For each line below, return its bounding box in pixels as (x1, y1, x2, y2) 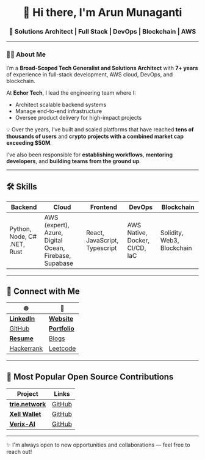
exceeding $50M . (6, 139, 52, 146)
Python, (9, 224, 32, 233)
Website (48, 315, 74, 323)
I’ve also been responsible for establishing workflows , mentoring (6, 151, 173, 158)
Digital (44, 236, 63, 244)
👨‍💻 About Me (6, 50, 46, 59)
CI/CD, (127, 244, 146, 252)
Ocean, (44, 244, 65, 252)
